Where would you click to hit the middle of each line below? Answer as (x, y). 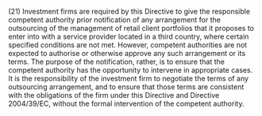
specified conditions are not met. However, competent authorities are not (128, 45)
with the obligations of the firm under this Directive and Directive (114, 95)
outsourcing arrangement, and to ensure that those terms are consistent (126, 87)
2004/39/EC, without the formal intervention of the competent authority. (126, 103)
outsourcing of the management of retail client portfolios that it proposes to (131, 28)
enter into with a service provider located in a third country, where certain (129, 36)
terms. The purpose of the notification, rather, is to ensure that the (116, 62)
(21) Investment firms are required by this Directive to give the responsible (129, 11)
